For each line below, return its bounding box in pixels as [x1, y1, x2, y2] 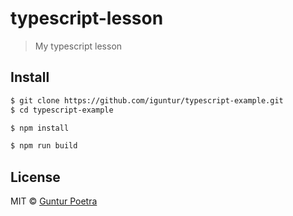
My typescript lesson [34, 40, 123, 52]
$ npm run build [10, 141, 78, 151]
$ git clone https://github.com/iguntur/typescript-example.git [10, 95, 284, 106]
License [10, 168, 61, 186]
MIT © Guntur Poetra [10, 195, 98, 207]
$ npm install [10, 123, 70, 133]
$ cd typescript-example [10, 105, 114, 115]
